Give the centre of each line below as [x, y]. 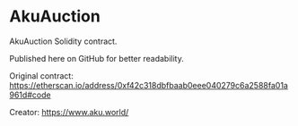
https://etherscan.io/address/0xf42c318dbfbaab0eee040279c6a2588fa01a [149, 85]
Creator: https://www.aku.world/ [69, 112]
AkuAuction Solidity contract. [63, 41]
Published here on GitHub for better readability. [96, 58]
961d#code [30, 95]
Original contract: [41, 76]
